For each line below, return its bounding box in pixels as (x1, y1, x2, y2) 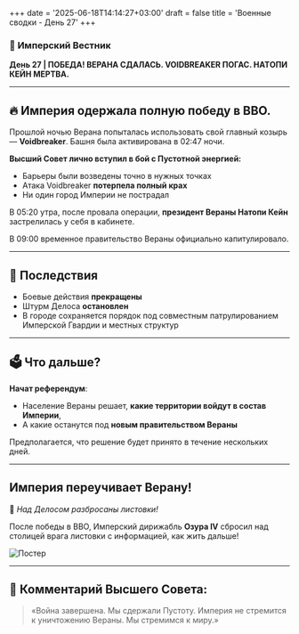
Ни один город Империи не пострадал (21, 190, 170, 200)
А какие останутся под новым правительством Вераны (21, 419, 238, 430)
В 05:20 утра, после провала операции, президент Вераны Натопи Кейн (9, 207, 288, 217)
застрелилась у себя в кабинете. (9, 216, 135, 227)
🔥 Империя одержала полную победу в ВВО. (9, 102, 271, 118)
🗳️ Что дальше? (9, 355, 101, 370)
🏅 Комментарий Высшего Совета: (9, 581, 207, 597)
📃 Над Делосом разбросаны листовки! (9, 503, 158, 515)
